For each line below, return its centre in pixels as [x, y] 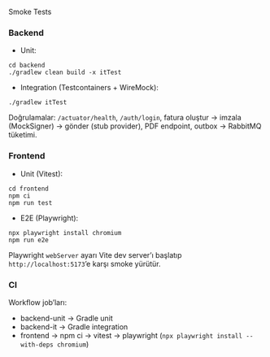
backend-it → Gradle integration [74, 327]
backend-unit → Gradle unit [67, 318]
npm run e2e [28, 240]
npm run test [30, 202]
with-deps [37, 345]
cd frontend [28, 189]
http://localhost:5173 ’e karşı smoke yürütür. [85, 263]
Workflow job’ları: [38, 302]
